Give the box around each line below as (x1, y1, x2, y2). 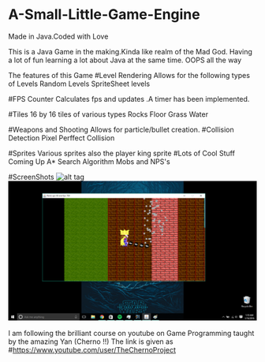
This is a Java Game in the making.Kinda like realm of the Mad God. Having (8, 47, 252, 56)
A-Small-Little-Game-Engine (8, 6, 200, 24)
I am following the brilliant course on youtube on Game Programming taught (8, 328, 255, 338)
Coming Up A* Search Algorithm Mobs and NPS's (8, 156, 171, 166)
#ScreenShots (8, 172, 54, 181)
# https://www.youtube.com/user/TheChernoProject (8, 345, 176, 354)
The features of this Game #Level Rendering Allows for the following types (8, 70, 251, 80)
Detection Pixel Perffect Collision (8, 132, 115, 143)
